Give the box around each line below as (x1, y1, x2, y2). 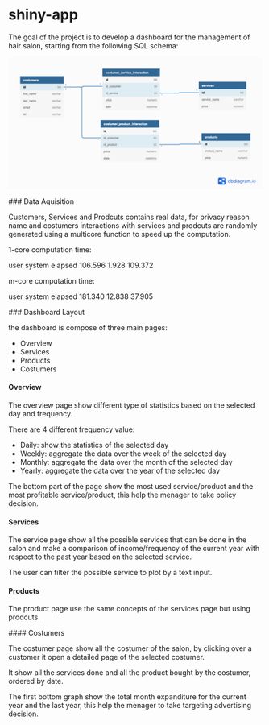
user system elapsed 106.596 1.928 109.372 (8, 260, 154, 270)
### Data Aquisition (8, 196, 75, 206)
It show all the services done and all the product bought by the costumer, (8, 668, 251, 677)
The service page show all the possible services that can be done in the (8, 535, 247, 545)
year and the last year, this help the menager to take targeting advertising (8, 701, 252, 710)
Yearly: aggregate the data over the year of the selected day (19, 466, 221, 475)
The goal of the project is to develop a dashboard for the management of (8, 32, 250, 42)
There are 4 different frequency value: (8, 425, 135, 434)
